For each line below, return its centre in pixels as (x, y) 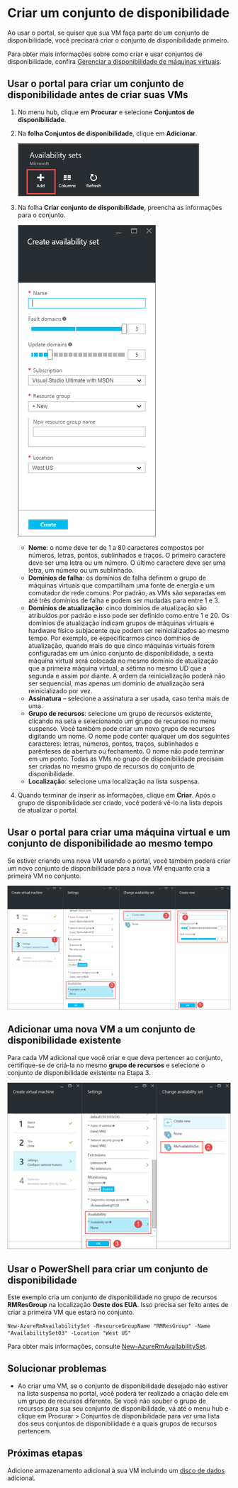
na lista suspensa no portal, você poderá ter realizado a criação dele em (123, 1393)
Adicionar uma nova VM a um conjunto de (102, 1029)
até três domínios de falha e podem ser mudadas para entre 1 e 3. (124, 600)
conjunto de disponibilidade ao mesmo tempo (110, 843)
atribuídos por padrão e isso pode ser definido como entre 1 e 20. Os (129, 615)
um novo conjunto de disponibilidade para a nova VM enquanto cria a (109, 868)
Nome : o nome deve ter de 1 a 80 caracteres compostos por (116, 547)
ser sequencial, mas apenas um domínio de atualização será (117, 683)
